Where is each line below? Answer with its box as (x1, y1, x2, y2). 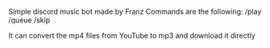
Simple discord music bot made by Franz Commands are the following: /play (8, 7, 262, 16)
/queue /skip (8, 15, 51, 25)
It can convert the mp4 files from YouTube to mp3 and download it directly (8, 31, 255, 40)
